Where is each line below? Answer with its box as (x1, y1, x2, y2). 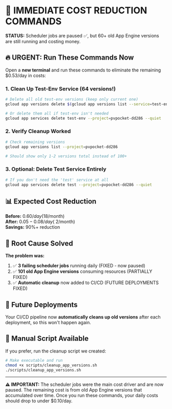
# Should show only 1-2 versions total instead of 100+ (5, 154, 127, 159)
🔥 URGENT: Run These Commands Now (5, 53, 134, 62)
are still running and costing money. (5, 38, 81, 44)
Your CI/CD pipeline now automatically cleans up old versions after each (5, 313, 161, 320)
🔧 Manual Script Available (5, 334, 89, 343)
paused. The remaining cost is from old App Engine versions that (5, 387, 142, 393)
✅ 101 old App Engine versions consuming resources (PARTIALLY (12, 268, 153, 274)
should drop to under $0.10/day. (5, 398, 73, 404)
